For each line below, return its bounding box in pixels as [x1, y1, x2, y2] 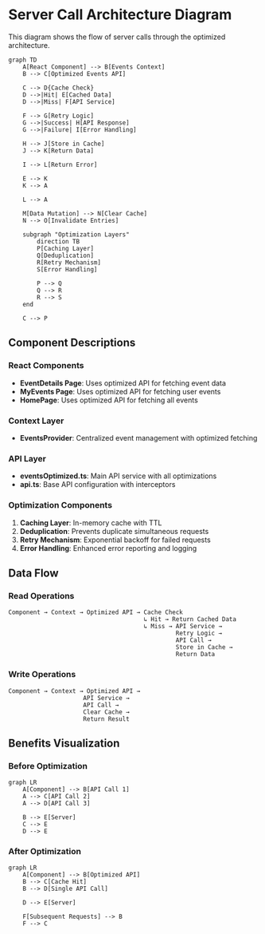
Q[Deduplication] [37, 251, 94, 259]
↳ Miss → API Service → [143, 623, 223, 631]
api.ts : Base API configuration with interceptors [19, 480, 176, 489]
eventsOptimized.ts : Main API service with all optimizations [19, 471, 217, 481]
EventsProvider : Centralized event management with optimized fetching [19, 433, 258, 442]
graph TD [8, 56, 37, 64]
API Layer [8, 453, 46, 464]
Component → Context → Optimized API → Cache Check [8, 608, 183, 616]
